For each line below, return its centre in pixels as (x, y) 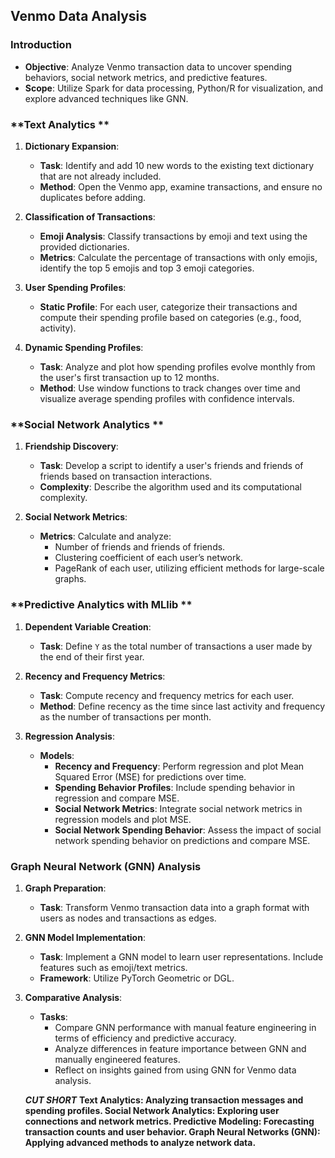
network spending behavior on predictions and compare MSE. (182, 840)
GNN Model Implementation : (85, 937)
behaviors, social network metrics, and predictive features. (146, 77)
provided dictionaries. (84, 246)
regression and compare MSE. (117, 798)
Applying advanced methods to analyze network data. (140, 1142)
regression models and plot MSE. (123, 819)
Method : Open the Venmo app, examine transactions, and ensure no (181, 186)
